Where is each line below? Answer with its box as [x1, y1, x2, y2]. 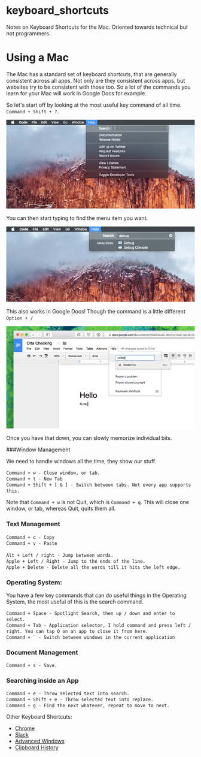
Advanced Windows [14, 738, 65, 745]
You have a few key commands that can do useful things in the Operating [6, 592, 187, 599]
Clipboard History [14, 744, 59, 751]
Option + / [6, 315, 33, 321]
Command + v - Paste [6, 540, 58, 546]
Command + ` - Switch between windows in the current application [6, 634, 175, 640]
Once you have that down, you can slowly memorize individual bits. [6, 435, 172, 442]
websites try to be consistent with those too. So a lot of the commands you [6, 83, 191, 91]
